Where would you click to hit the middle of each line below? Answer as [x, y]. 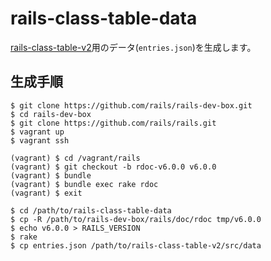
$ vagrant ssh [40, 140]
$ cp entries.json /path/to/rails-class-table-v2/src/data [136, 245]
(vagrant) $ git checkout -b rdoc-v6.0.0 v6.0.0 [113, 167]
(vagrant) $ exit [46, 193]
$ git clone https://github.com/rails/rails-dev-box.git [131, 105]
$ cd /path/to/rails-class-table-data [91, 210]
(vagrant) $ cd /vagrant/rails [75, 158]
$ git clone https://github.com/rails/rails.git [113, 123]
